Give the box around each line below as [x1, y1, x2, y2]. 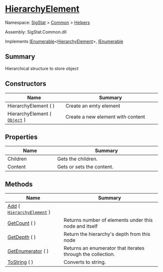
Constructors [5, 79, 47, 88]
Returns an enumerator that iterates [64, 245, 145, 252]
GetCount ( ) [7, 220, 36, 227]
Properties [5, 133, 38, 141]
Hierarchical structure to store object [5, 65, 79, 71]
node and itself [64, 223, 98, 230]
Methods [5, 180, 33, 188]
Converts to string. [64, 259, 106, 266]
